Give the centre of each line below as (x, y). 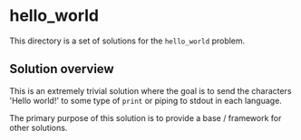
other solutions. (39, 127)
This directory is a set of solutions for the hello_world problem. (127, 41)
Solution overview (62, 69)
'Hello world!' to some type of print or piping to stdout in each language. (146, 100)
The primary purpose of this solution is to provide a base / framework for (146, 117)
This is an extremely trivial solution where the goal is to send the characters (150, 90)
